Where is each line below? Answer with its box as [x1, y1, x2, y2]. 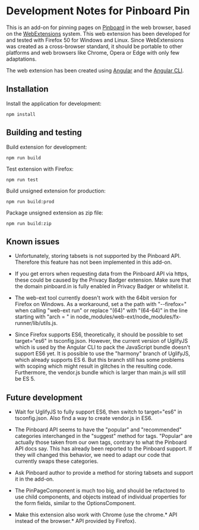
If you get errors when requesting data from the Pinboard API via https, [14, 270, 189, 277]
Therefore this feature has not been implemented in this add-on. [14, 258, 172, 266]
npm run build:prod [6, 198, 55, 204]
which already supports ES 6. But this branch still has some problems [14, 357, 185, 364]
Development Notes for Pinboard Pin [6, 4, 190, 18]
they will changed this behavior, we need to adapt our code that [14, 452, 171, 459]
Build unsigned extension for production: [6, 187, 106, 194]
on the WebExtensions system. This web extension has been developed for [6, 30, 191, 37]
